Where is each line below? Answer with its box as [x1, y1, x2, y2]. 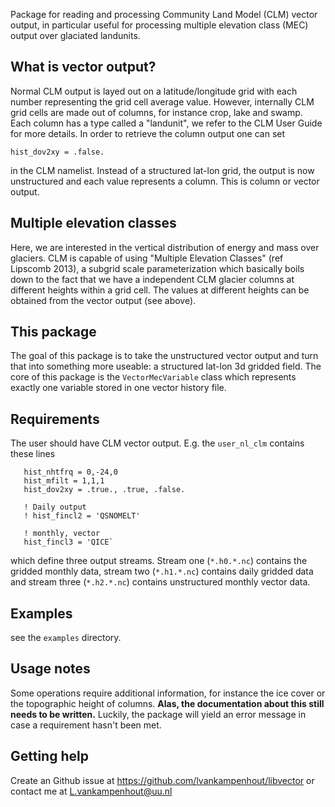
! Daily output [23, 502, 87, 513]
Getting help [10, 748, 89, 765]
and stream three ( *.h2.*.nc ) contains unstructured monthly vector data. [10, 576, 311, 588]
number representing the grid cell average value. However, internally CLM [10, 95, 315, 108]
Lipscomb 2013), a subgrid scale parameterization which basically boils [10, 262, 305, 274]
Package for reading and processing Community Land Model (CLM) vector [10, 9, 318, 20]
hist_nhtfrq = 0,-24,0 [23, 467, 118, 478]
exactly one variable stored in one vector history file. [10, 382, 227, 394]
